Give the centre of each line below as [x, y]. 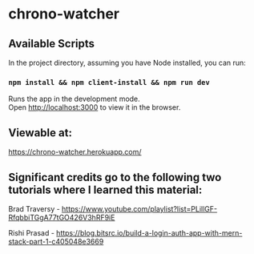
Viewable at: [40, 133]
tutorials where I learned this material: [105, 189]
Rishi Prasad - [31, 232]
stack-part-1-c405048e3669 [56, 241]
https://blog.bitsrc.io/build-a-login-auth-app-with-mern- [149, 232]
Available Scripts [51, 44]
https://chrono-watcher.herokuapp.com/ [75, 152]
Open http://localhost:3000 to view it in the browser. [95, 107]
